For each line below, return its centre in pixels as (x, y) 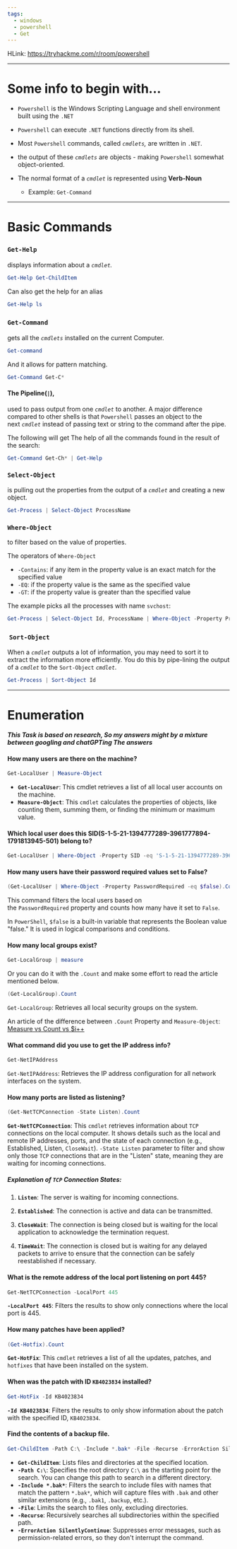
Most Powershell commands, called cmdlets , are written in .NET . (110, 144)
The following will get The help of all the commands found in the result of (114, 437)
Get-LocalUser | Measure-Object (55, 774)
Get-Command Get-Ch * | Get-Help (55, 458)
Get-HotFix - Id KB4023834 (45, 1397)
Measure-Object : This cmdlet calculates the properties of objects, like (117, 802)
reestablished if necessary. (57, 1261)
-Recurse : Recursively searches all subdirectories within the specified (118, 1515)
